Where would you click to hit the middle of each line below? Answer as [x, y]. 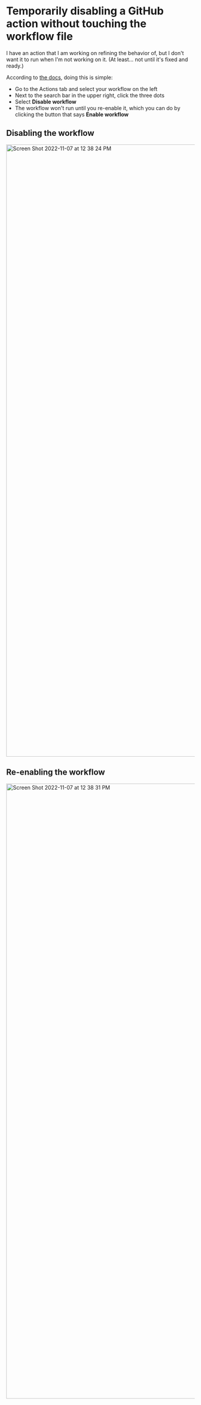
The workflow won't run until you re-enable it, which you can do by [98, 108]
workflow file [39, 37]
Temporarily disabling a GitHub [85, 11]
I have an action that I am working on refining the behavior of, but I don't [95, 53]
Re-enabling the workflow [56, 773]
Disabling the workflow [50, 133]
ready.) [15, 66]
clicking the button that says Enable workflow [71, 114]
